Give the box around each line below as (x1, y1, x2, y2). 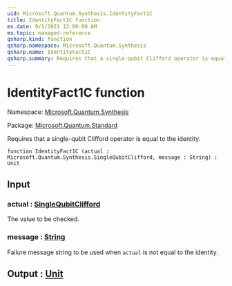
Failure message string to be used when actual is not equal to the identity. (7, 248, 219, 256)
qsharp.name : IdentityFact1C (7, 49, 91, 56)
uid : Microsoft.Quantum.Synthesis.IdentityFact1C (7, 10, 153, 17)
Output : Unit (7, 268, 64, 280)
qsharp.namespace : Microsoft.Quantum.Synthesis (7, 42, 147, 49)
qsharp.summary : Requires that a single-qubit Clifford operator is (7, 55, 209, 62)
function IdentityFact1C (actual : (7, 148, 110, 155)
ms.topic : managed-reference (7, 29, 91, 37)
